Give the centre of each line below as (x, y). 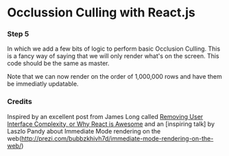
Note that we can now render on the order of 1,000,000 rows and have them (115, 77)
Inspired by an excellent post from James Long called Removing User (105, 116)
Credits (20, 102)
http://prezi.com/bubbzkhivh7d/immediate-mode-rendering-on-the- (118, 138)
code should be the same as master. (58, 64)
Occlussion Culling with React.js (101, 13)
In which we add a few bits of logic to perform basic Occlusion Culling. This (114, 49)
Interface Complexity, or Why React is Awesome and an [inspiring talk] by (111, 124)
